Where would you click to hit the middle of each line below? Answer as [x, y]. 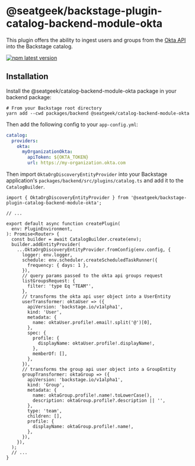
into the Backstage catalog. [39, 46]
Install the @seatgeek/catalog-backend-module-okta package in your [91, 91]
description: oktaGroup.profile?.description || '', [99, 401]
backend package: [29, 97]
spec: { [37, 333]
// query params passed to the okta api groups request [92, 276]
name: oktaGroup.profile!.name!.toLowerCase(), [92, 395]
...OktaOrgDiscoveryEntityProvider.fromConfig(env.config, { [94, 250]
